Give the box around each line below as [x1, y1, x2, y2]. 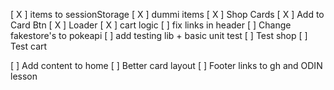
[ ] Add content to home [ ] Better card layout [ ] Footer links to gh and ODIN [10, 60, 323, 71]
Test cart [10, 40, 48, 52]
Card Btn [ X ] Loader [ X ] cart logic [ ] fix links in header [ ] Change [10, 19, 292, 31]
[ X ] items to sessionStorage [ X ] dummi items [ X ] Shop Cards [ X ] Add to [10, 9, 325, 20]
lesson [10, 70, 38, 82]
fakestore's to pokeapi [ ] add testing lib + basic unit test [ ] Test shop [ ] [10, 30, 308, 41]
